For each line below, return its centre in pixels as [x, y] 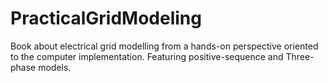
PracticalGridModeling [106, 18]
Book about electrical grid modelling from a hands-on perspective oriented [164, 46]
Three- [300, 56]
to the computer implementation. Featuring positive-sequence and [147, 56]
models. [55, 67]
